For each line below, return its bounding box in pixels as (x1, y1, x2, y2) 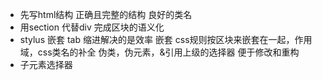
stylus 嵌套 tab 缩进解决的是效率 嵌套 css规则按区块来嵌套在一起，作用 (19, 34, 313, 45)
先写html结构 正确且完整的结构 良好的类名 (19, 9, 193, 20)
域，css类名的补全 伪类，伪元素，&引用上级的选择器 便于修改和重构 (19, 46, 300, 58)
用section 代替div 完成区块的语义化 (19, 21, 165, 33)
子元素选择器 (19, 59, 73, 70)
